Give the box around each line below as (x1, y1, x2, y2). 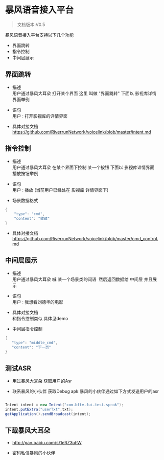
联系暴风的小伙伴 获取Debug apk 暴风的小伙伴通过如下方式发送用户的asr (12, 389, 159, 394)
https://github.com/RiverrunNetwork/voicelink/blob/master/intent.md (12, 129, 151, 135)
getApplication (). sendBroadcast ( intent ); (5, 412, 91, 416)
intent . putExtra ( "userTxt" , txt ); (5, 407, 73, 412)
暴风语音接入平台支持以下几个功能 (5, 32, 74, 38)
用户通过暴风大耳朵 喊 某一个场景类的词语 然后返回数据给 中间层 (12, 276, 143, 282)
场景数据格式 (12, 197, 38, 203)
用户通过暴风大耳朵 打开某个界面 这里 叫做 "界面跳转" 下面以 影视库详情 (12, 90, 157, 96)
